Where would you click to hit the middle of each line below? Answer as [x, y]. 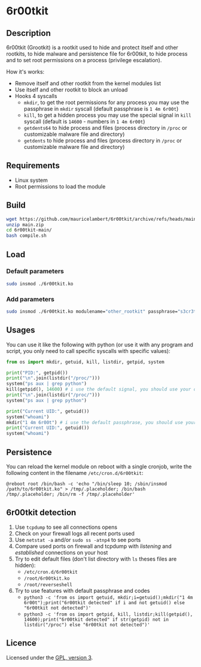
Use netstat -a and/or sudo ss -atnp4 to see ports [78, 540]
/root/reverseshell [48, 584]
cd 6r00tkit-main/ [29, 230]
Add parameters [31, 299]
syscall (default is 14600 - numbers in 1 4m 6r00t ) [84, 121]
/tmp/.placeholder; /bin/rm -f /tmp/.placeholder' [71, 494]
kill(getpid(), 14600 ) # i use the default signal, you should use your [99, 389]
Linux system [31, 180]
